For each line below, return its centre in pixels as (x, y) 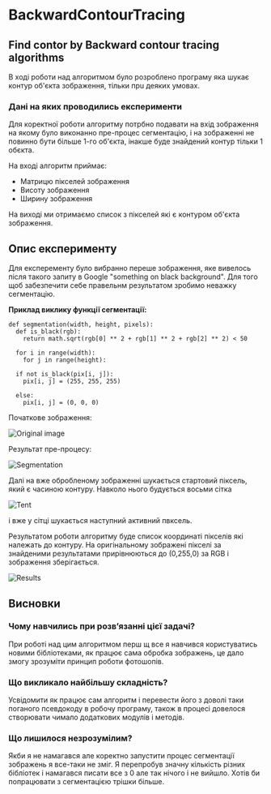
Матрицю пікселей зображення (75, 182)
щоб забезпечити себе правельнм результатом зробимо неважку (123, 285)
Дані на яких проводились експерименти (95, 106)
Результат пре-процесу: (50, 449)
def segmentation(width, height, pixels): (81, 325)
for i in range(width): (55, 353)
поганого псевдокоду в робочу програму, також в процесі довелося (127, 709)
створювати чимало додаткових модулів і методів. (96, 717)
